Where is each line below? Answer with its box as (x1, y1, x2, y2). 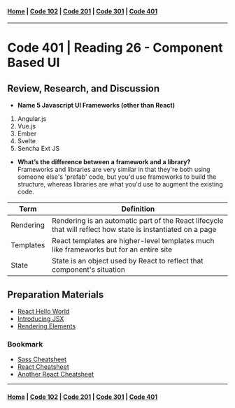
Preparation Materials (7, 289, 104, 300)
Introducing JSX (17, 314, 64, 323)
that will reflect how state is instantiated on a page (51, 225, 217, 235)
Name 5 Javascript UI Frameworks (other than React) (17, 101, 176, 110)
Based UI (7, 54, 60, 71)
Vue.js (17, 122, 36, 131)
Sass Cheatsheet (17, 355, 67, 364)
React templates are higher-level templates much (51, 236, 215, 246)
